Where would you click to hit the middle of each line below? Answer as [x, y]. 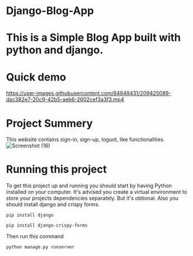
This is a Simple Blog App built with [93, 38]
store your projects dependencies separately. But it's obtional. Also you [92, 198]
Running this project [57, 169]
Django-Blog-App [50, 11]
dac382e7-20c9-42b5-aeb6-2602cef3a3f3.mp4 [65, 100]
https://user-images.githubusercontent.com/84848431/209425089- [89, 93]
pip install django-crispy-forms [47, 225]
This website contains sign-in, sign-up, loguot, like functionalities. [86, 140]
